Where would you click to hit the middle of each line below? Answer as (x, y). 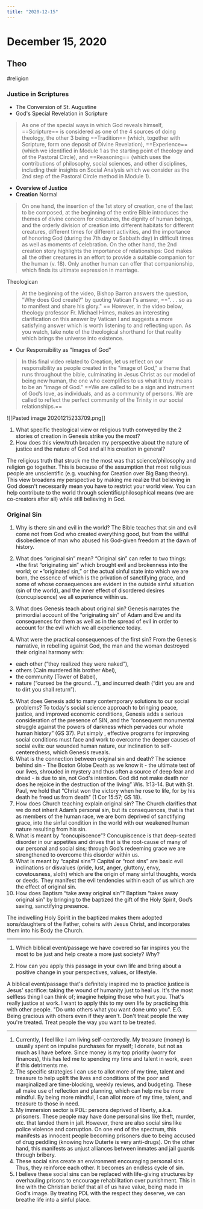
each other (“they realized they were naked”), (72, 664)
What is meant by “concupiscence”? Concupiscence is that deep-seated (106, 836)
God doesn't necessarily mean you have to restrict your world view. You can (101, 486)
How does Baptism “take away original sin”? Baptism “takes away (97, 893)
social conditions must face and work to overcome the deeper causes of (105, 740)
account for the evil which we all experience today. (79, 628)
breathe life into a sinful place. (53, 1200)
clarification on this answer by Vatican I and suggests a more (97, 319)
